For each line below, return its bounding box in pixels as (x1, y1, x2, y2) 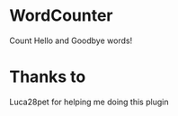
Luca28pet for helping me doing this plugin (9, 96, 169, 107)
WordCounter (9, 5, 114, 26)
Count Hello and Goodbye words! (9, 35, 133, 46)
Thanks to (9, 67, 86, 87)
